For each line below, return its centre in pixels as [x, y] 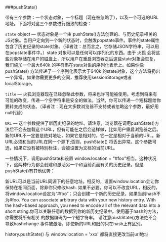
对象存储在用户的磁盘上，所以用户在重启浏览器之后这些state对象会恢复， [83, 59]
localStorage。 [20, 83]
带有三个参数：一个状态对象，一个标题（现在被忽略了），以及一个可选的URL [82, 17]
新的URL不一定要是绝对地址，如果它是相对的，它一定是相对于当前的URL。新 [83, 135]
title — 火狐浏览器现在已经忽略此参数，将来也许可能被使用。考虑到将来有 [81, 94]
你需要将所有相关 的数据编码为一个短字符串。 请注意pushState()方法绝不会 [81, 218]
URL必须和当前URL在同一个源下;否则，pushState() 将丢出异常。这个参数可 [81, 142]
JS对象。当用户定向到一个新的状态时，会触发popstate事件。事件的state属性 [82, 40]
